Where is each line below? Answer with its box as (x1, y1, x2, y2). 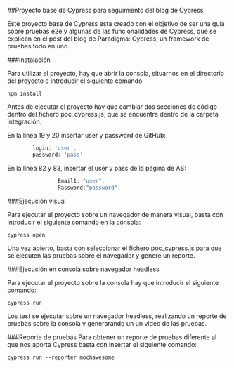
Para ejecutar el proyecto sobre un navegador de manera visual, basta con (7, 210, 223, 218)
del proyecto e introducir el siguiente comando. (7, 77, 144, 85)
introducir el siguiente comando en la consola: (7, 218, 141, 226)
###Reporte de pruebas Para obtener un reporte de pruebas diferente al (7, 333, 217, 341)
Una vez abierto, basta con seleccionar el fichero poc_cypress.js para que (7, 244, 222, 252)
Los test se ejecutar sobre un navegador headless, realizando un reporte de (7, 312, 227, 320)
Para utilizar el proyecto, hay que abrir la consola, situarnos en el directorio (7, 70, 225, 77)
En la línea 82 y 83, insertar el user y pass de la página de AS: (7, 164, 186, 172)
